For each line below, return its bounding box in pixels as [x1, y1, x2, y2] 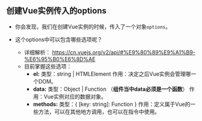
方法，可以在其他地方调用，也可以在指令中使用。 [38, 108, 160, 115]
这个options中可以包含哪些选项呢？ [14, 36, 103, 43]
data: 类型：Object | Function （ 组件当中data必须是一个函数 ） [33, 85, 188, 93]
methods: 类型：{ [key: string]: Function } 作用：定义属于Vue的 [33, 100, 191, 108]
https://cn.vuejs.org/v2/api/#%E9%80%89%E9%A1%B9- [52, 48, 196, 56]
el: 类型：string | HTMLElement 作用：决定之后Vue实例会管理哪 [33, 70, 191, 77]
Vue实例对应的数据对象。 [43, 93, 107, 100]
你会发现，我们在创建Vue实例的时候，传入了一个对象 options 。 [14, 23, 171, 30]
